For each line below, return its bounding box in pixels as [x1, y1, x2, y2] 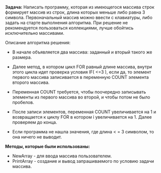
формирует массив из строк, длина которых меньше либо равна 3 [5, 9, 145, 15]
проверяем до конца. [12, 120, 57, 125]
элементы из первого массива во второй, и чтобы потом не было [12, 94, 151, 100]
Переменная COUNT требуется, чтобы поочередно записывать [12, 89, 146, 95]
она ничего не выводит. [12, 134, 62, 140]
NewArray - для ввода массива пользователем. [12, 153, 112, 159]
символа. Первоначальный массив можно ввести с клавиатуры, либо [5, 15, 153, 20]
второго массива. [12, 79, 50, 85]
